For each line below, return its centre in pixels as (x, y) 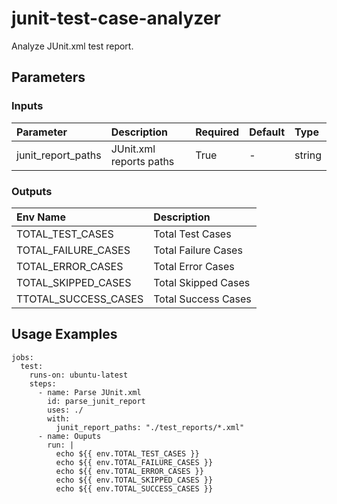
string (308, 155)
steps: (43, 383)
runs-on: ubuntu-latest (79, 375)
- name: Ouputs (69, 436)
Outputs (32, 191)
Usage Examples (64, 334)
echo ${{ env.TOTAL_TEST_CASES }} (127, 453)
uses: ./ (65, 410)
